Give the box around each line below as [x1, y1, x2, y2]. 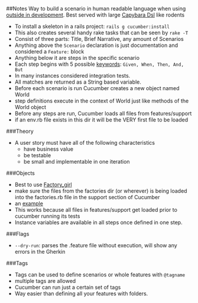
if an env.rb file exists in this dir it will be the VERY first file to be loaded [14, 116, 188, 123]
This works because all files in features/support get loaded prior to [14, 206, 177, 213]
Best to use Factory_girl [14, 181, 72, 188]
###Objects [6, 170, 35, 177]
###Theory [6, 127, 34, 135]
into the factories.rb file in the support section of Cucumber [14, 194, 160, 200]
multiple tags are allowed [14, 278, 76, 284]
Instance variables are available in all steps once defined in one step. [14, 219, 183, 226]
